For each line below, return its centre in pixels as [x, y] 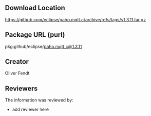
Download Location [35, 8]
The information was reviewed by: [39, 100]
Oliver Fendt [17, 73]
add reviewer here [30, 109]
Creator [17, 62]
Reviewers [21, 88]
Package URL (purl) [35, 35]
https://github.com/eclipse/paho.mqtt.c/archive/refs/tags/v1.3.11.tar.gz [75, 19]
